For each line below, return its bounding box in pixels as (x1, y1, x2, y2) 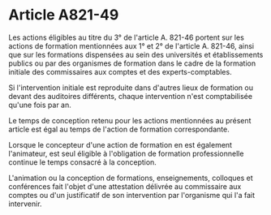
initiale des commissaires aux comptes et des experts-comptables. (8, 67, 233, 76)
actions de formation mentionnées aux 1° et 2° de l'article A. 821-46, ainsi (8, 41, 254, 50)
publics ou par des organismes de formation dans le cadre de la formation (8, 58, 256, 68)
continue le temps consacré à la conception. (8, 157, 157, 167)
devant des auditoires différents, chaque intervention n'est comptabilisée (8, 91, 253, 101)
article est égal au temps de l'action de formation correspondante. (8, 124, 230, 134)
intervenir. (8, 199, 42, 209)
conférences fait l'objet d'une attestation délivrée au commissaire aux (8, 181, 242, 191)
